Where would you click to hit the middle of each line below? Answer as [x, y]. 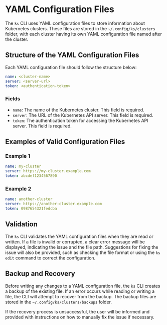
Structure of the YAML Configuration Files [72, 55]
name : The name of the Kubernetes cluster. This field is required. [78, 110]
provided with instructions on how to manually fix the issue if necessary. [80, 317]
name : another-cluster [29, 199]
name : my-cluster [23, 167]
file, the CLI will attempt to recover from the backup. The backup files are [81, 296]
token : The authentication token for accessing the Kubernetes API [80, 120]
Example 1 [18, 156]
